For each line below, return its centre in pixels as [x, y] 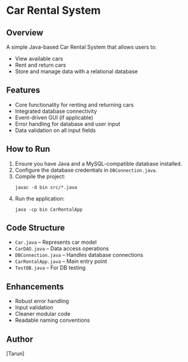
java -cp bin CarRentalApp [49, 210]
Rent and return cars [40, 65]
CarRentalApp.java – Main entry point [61, 261]
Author [20, 339]
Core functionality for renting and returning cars [74, 104]
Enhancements [35, 287]
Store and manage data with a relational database [76, 71]
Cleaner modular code [43, 314]
